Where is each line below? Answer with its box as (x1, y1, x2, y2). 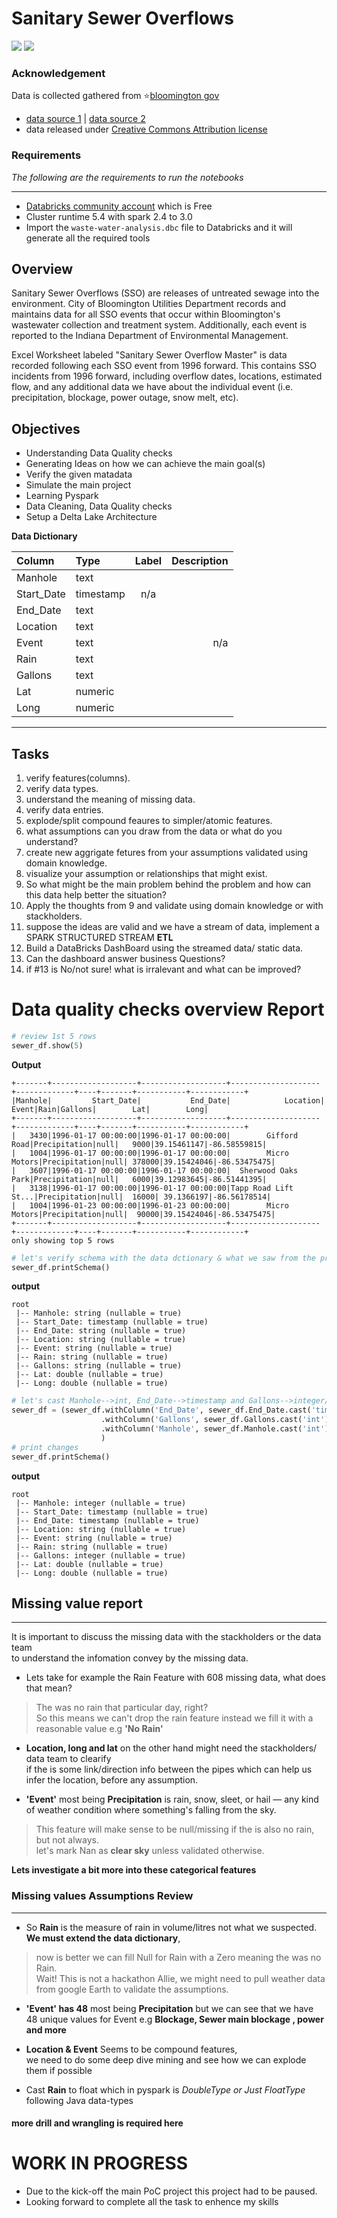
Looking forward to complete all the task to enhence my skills (25, 2196, 279, 2208)
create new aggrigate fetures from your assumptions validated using (25, 846, 309, 858)
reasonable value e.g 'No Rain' (35, 1723, 164, 1735)
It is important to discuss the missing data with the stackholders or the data (11, 1631, 322, 1643)
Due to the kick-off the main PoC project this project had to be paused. (25, 2185, 318, 2197)
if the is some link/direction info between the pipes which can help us (25, 1763, 313, 1776)
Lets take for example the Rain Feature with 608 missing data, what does (25, 1672, 326, 1684)
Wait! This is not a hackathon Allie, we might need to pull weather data (35, 1972, 326, 1984)
